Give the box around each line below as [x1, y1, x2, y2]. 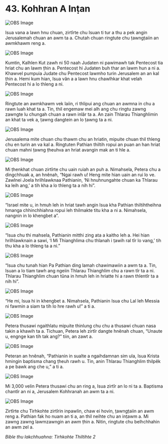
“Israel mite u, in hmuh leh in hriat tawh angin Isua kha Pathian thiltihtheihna [5, 202, 161, 208]
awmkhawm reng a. [5, 40, 46, 46]
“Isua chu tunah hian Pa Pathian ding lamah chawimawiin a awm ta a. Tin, [5, 262, 157, 268]
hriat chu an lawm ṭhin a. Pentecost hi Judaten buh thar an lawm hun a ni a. [5, 65, 160, 71]
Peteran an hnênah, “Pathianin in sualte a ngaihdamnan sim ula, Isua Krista [5, 353, 159, 359]
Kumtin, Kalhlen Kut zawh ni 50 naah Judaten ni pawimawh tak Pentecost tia [5, 59, 163, 65]
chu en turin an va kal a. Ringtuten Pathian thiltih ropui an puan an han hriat [5, 141, 160, 147]
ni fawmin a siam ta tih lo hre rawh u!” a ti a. [5, 303, 95, 309]
